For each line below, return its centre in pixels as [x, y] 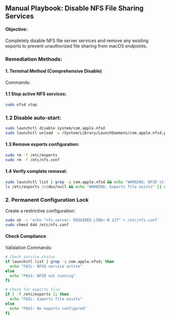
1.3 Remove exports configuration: [42, 145]
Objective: [16, 29]
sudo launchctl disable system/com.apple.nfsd [55, 128]
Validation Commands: [29, 247]
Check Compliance [26, 236]
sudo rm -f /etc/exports [31, 155]
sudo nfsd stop [21, 104]
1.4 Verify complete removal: [36, 171]
